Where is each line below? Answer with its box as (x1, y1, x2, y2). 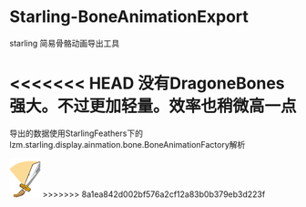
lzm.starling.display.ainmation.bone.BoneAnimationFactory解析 (9, 139, 246, 150)
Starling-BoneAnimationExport (9, 6, 249, 27)
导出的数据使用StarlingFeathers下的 (9, 128, 144, 139)
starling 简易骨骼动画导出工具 (9, 37, 120, 48)
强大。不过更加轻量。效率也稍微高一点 (9, 96, 298, 117)
